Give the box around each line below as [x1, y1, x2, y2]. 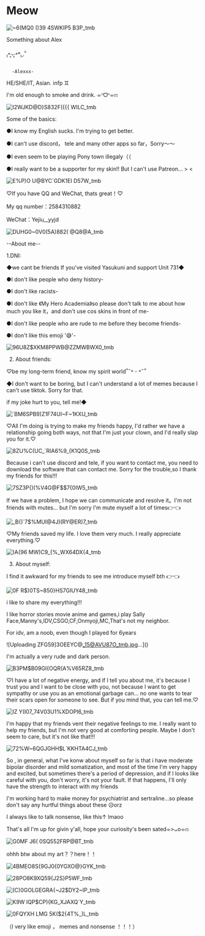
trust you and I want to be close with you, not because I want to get [6, 683, 176, 690]
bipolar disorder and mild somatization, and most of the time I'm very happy [6, 763, 198, 770]
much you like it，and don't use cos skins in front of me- [6, 307, 149, 315]
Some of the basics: [6, 115, 57, 123]
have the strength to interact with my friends [6, 783, 118, 790]
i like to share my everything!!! [6, 598, 83, 606]
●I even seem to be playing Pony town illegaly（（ [6, 153, 132, 160]
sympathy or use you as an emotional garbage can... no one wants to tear [6, 689, 192, 697]
